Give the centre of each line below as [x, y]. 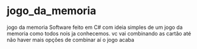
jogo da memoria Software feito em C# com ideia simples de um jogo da [95, 27]
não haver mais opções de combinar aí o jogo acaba [71, 40]
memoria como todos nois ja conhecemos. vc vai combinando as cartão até [99, 33]
